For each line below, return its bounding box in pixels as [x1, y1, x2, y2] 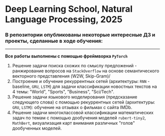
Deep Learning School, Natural [5, 3, 133, 15]
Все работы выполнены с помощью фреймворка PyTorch [5, 53, 128, 59]
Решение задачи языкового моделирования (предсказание [12, 94, 137, 100]
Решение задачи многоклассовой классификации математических [12, 109, 154, 116]
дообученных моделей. [12, 125, 62, 131]
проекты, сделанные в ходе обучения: [5, 38, 103, 45]
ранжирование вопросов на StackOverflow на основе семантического [12, 68, 160, 74]
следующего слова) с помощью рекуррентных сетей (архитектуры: [12, 99, 156, 105]
